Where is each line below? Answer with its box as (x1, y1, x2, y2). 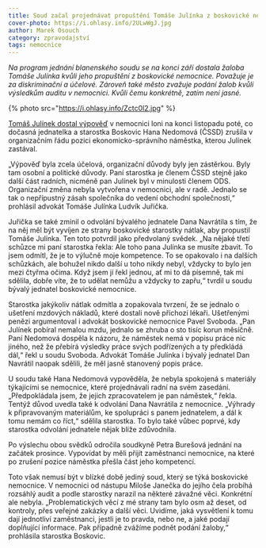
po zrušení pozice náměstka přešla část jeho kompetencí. (8, 457, 196, 466)
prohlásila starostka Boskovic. (8, 531, 106, 541)
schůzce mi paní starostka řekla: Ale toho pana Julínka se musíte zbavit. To (8, 243, 253, 252)
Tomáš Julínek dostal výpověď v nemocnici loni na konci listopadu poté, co (8, 119, 253, 128)
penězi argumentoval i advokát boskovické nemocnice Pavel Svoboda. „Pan (8, 316, 256, 326)
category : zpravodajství (8, 33, 90, 42)
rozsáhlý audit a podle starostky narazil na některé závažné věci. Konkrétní (8, 489, 253, 499)
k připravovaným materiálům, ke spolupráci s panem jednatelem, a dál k (8, 408, 243, 417)
